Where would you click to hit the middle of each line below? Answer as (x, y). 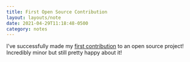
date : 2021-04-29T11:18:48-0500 (47, 23)
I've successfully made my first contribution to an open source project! (95, 46)
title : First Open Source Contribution (57, 12)
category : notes (27, 29)
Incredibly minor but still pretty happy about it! (64, 53)
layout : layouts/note (34, 18)
